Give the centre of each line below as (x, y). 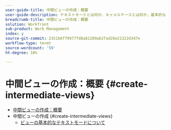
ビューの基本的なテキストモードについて (63, 122)
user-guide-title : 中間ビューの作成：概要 (47, 10)
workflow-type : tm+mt (28, 43)
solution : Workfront (27, 24)
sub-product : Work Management (38, 29)
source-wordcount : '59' (31, 48)
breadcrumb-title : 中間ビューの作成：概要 (47, 19)
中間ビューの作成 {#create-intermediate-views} (63, 116)
